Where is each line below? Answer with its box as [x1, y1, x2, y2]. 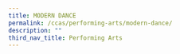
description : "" [8, 26, 62, 34]
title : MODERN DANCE [8, 11, 77, 20]
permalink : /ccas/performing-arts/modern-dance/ [8, 19, 173, 27]
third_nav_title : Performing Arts [8, 33, 123, 42]
